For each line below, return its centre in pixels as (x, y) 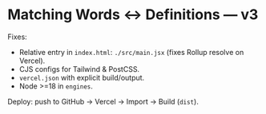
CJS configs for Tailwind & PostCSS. (79, 69)
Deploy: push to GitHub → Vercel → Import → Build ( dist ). (103, 101)
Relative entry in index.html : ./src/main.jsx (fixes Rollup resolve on (131, 52)
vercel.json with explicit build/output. (82, 77)
